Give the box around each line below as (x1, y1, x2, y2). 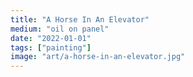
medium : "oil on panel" (10, 24, 110, 34)
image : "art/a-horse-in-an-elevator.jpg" (10, 52, 186, 62)
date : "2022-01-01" (10, 33, 92, 43)
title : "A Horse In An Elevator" (10, 14, 150, 25)
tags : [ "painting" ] (10, 42, 92, 53)
